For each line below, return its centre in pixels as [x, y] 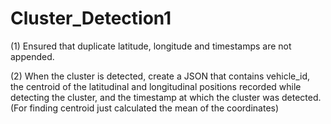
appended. [32, 56]
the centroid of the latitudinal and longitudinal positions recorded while [156, 86]
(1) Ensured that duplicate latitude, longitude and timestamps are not [151, 46]
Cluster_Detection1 [91, 18]
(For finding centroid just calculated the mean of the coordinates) [145, 108]
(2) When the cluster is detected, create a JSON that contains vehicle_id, [160, 76]
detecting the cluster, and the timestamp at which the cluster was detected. [166, 97]
